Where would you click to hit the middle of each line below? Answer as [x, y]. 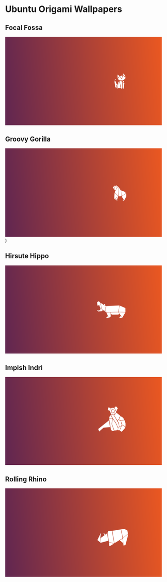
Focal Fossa [24, 28]
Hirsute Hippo [27, 256]
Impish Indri [24, 367]
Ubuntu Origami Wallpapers [64, 9]
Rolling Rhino [26, 479]
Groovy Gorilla [28, 139]
